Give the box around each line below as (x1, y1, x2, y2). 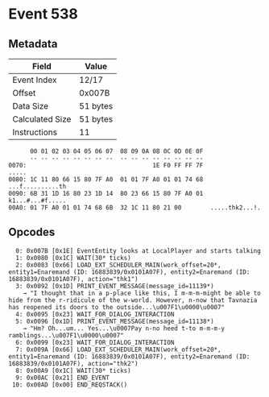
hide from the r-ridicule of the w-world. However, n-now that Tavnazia (8, 296, 258, 304)
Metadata (8, 37, 58, 51)
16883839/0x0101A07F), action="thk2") (8, 359, 139, 367)
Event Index (12, 74, 57, 85)
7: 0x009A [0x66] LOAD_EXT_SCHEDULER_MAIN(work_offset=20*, (15, 345, 221, 354)
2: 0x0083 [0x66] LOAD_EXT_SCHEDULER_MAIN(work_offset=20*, (15, 261, 221, 269)
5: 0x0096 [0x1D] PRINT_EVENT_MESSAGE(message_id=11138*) (15, 317, 215, 325)
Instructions (12, 126, 58, 138)
